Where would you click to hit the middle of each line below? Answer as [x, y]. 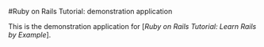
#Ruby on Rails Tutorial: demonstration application [90, 11]
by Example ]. [30, 35]
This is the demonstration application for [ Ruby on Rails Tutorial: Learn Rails [132, 26]
